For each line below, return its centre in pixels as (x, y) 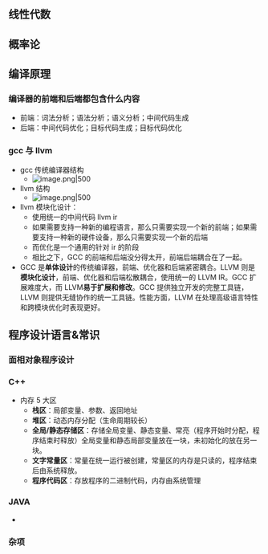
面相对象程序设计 (41, 360)
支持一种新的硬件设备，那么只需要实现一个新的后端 (124, 237)
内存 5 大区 (38, 401)
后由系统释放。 (57, 470)
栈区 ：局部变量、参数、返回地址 (85, 410)
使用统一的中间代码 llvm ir (75, 217)
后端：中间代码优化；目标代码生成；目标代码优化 (101, 128)
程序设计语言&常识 (54, 335)
